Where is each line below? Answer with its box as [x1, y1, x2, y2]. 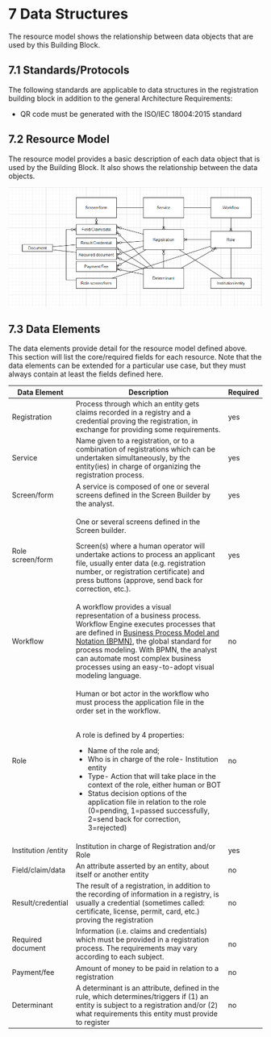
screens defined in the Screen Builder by [75, 489, 211, 500]
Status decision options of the [87, 789, 187, 798]
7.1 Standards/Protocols [8, 64, 130, 77]
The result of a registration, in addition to [75, 881, 211, 891]
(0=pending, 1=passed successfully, [87, 806, 210, 815]
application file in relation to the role [87, 798, 207, 807]
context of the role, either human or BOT [87, 780, 222, 790]
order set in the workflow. [75, 706, 161, 716]
